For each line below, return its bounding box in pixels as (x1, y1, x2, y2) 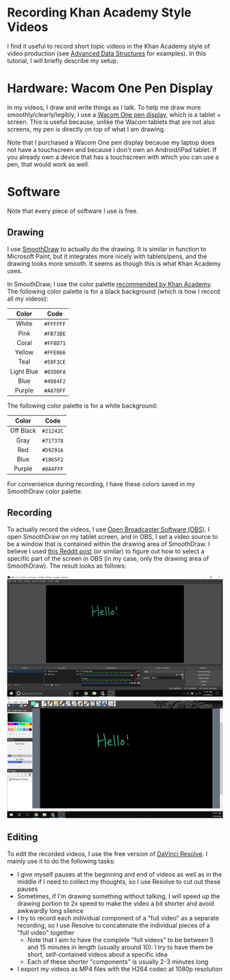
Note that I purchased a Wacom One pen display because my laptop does (7, 138, 215, 147)
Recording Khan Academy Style (7, 5, 192, 21)
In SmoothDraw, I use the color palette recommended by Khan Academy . (7, 279, 212, 288)
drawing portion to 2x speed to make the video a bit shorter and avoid (16, 899, 214, 907)
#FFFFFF (44, 321, 66, 328)
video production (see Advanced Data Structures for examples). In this (7, 49, 207, 58)
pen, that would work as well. (7, 160, 90, 168)
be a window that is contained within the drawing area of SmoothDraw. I (7, 540, 210, 548)
